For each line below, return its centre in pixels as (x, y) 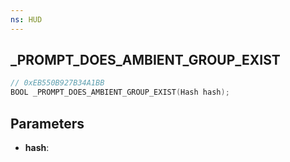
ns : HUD (26, 19)
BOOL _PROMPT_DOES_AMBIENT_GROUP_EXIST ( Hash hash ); (120, 92)
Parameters (47, 123)
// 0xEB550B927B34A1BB (57, 83)
